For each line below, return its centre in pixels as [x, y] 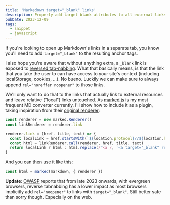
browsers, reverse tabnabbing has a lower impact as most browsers [76, 186]
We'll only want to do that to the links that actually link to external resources [84, 94]
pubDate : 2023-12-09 [27, 19]
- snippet [20, 29]
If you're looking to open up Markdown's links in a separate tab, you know [82, 48]
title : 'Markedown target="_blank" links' [51, 10]
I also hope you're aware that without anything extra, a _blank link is [76, 63]
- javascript [24, 33]
